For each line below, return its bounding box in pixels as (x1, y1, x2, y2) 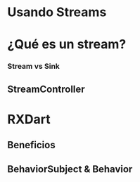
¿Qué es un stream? (7, 37, 127, 53)
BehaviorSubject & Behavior (7, 163, 133, 175)
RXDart (7, 111, 51, 127)
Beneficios (7, 139, 56, 151)
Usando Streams (7, 4, 107, 20)
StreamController (7, 83, 86, 95)
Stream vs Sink (7, 61, 60, 71)
